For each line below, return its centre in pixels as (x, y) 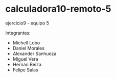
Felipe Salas (25, 70)
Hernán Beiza (27, 64)
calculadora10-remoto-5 (58, 9)
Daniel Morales (29, 48)
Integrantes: (18, 33)
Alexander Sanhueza (34, 54)
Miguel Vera (25, 59)
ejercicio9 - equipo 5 (27, 23)
